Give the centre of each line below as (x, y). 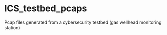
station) (12, 27)
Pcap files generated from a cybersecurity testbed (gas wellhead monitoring (83, 22)
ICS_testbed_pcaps (46, 9)
